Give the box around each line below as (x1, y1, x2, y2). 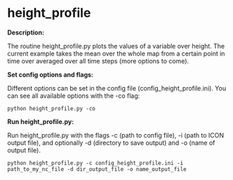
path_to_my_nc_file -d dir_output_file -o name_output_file (7, 165, 187, 173)
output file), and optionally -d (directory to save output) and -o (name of (7, 139, 215, 147)
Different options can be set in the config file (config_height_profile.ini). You (7, 84, 227, 92)
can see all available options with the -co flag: (7, 91, 140, 100)
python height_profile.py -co (7, 105, 96, 112)
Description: (7, 28, 44, 37)
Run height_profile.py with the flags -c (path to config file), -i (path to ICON (7, 131, 225, 139)
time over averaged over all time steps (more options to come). (7, 56, 189, 65)
